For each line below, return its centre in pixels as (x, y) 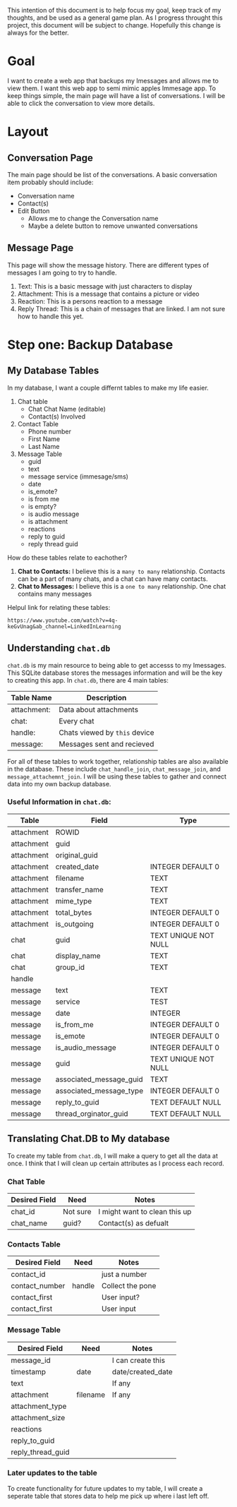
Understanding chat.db (59, 648)
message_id (31, 1360)
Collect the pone (129, 1286)
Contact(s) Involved (57, 416)
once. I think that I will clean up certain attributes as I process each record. (116, 1163)
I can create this (139, 1360)
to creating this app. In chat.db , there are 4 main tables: (88, 680)
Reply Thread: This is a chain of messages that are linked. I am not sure (121, 308)
